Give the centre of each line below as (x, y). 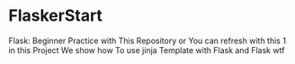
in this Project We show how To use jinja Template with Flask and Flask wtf (147, 50)
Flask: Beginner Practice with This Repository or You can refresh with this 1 (147, 41)
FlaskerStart (55, 16)
